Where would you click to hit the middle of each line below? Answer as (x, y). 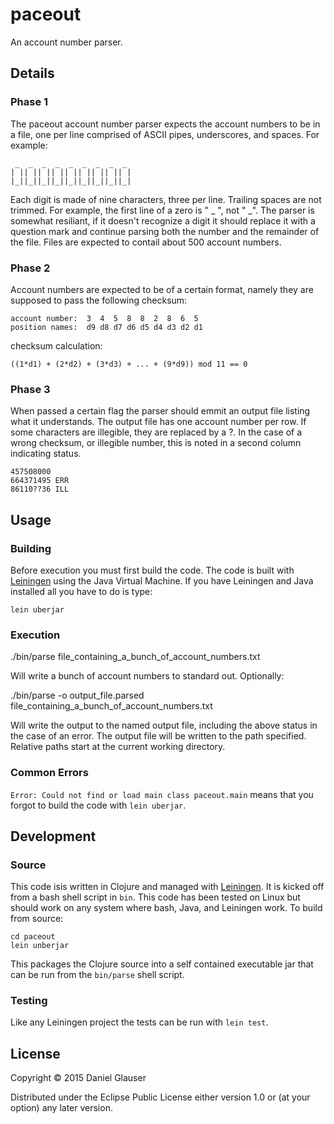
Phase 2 (30, 268)
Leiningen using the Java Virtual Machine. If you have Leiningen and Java (162, 580)
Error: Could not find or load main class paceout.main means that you (162, 794)
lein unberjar (40, 946)
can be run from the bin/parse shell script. (97, 975)
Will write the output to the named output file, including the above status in (164, 725)
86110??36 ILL (40, 489)
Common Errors (49, 773)
